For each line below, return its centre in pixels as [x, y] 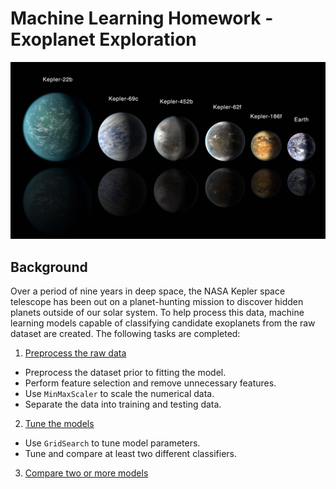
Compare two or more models [86, 473]
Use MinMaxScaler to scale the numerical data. [119, 394]
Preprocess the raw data [75, 353]
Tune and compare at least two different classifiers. [130, 454]
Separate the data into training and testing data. [123, 404]
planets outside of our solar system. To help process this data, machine [157, 313]
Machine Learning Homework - [142, 18]
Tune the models [59, 424]
